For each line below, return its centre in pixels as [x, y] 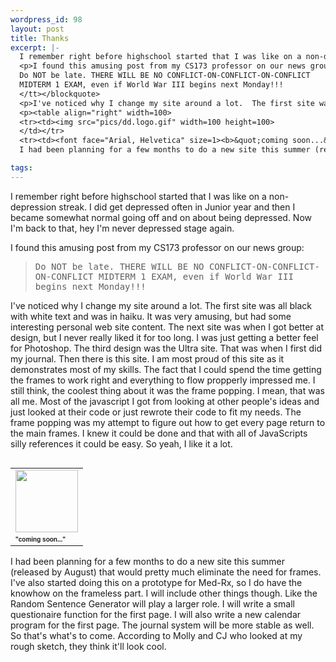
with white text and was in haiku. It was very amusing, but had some [151, 316]
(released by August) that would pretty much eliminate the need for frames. [166, 572]
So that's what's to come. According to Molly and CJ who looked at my [156, 635]
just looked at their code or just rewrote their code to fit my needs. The [156, 412]
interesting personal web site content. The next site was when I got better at [167, 327]
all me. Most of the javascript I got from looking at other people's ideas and [165, 401]
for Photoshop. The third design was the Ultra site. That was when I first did [166, 348]
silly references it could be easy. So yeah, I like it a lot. [121, 443]
